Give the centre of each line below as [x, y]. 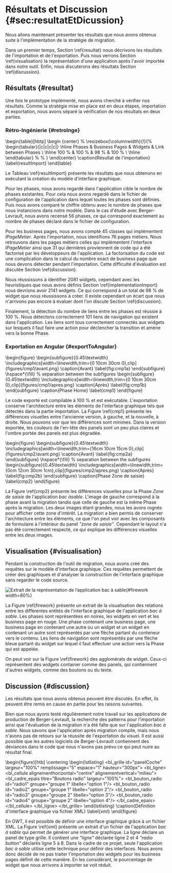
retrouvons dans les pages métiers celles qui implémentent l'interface [79, 242]
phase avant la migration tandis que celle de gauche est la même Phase [81, 502]
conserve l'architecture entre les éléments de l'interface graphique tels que [85, 406]
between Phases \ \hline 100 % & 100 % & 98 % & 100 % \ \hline [73, 152]
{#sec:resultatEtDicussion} [65, 20]
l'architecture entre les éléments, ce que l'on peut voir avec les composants [85, 519]
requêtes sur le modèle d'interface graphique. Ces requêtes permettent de [84, 569]
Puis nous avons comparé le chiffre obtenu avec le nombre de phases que [84, 205]
